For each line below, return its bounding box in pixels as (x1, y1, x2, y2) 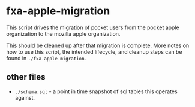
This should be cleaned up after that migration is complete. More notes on (6, 42, 190, 49)
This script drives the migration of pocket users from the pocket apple (6, 24, 179, 31)
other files (6, 72, 46, 82)
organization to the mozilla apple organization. (6, 30, 121, 37)
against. (14, 94, 35, 101)
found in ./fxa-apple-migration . (6, 54, 86, 62)
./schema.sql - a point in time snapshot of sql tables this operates (14, 88, 178, 95)
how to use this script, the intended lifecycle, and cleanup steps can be (6, 48, 182, 55)
